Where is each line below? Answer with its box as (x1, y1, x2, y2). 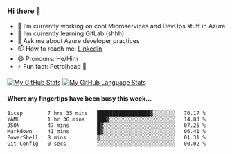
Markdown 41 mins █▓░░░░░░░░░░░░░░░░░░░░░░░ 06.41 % (7, 128, 206, 135)
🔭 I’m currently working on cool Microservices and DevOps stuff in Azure (17, 22, 226, 31)
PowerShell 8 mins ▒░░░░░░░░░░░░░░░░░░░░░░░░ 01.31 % (7, 134, 206, 141)
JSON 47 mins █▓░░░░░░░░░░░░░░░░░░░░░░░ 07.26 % (7, 121, 206, 129)
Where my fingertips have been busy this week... (7, 94, 152, 103)
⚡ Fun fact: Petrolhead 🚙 (17, 62, 87, 71)
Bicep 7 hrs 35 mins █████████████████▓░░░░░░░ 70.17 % (7, 110, 206, 117)
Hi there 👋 (7, 6, 42, 16)
